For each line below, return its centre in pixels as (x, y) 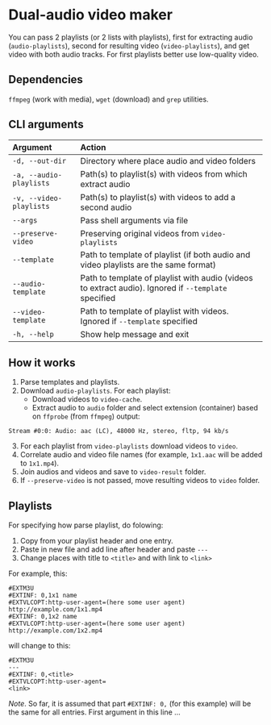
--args (25, 220)
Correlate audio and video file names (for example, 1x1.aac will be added (141, 455)
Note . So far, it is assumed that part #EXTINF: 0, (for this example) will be (130, 704)
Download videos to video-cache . (87, 399)
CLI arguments (46, 125)
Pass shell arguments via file (134, 220)
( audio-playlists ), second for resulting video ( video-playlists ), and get (129, 45)
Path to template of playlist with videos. (154, 310)
